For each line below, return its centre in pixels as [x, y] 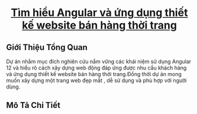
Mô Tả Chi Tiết [33, 105]
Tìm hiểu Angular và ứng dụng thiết [99, 13]
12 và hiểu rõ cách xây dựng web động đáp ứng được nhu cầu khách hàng [96, 68]
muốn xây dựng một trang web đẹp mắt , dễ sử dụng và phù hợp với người [96, 80]
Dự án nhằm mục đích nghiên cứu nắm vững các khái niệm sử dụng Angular [99, 61]
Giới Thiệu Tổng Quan [47, 47]
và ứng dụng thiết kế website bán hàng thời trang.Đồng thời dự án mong [94, 74]
